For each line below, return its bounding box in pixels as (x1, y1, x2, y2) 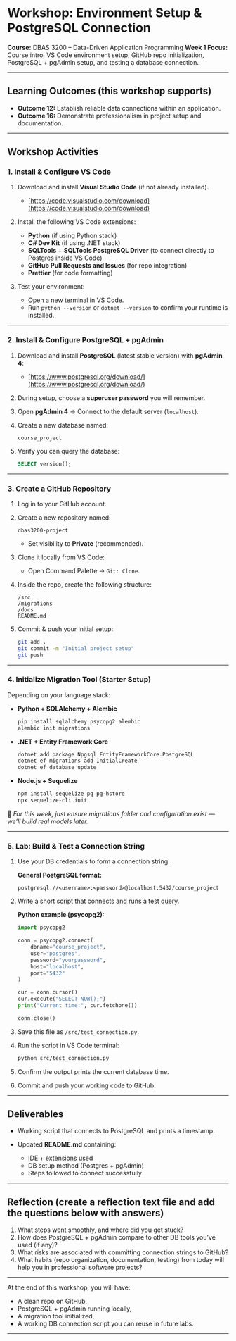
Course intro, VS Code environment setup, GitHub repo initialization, (7, 51, 205, 59)
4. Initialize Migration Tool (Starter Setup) (7, 675, 151, 685)
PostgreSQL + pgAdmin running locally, (17, 1304, 132, 1313)
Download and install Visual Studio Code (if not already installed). (17, 183, 209, 192)
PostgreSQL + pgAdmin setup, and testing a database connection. (7, 58, 199, 66)
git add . (17, 638, 47, 645)
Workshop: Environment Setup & (7, 5, 202, 21)
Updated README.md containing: (17, 1140, 117, 1149)
